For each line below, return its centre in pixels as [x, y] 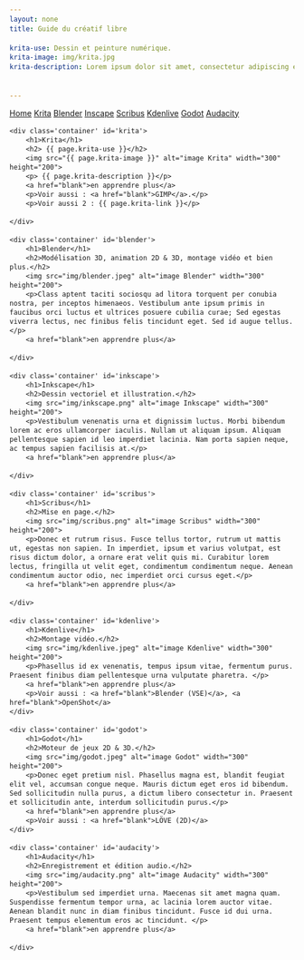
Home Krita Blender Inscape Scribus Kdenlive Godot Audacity [124, 113]
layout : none [34, 19]
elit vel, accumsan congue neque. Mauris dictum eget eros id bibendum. [149, 784]
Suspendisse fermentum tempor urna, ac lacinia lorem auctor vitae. [141, 902]
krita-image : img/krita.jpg [62, 58]
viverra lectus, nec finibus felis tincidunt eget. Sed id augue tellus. [152, 321]
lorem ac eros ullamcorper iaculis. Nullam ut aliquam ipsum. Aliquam [145, 430]
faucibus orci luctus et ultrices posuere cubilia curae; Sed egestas [145, 312]
